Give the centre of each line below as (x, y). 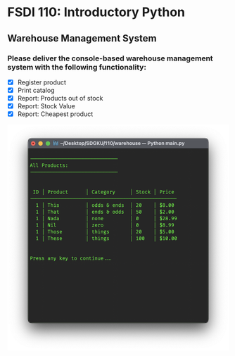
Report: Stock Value (46, 106)
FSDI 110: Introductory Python (96, 12)
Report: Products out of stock (60, 98)
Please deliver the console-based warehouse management (110, 58)
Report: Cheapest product (55, 114)
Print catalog (36, 90)
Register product (42, 82)
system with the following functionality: (77, 67)
